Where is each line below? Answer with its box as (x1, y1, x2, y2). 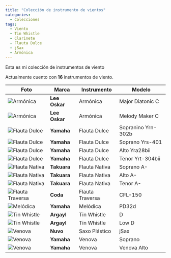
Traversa (78, 194, 100, 202)
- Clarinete (10, 36, 36, 41)
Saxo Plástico (78, 227, 111, 235)
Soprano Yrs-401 (119, 138, 162, 146)
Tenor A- (119, 180, 141, 187)
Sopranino (119, 124, 144, 131)
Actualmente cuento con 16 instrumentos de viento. (5, 74, 113, 80)
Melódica (78, 203, 101, 210)
